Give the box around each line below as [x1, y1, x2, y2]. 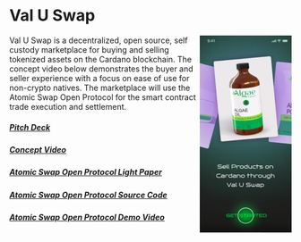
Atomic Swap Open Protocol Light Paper [9, 167, 163, 178]
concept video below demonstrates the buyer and [9, 63, 194, 74]
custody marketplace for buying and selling [9, 44, 170, 54]
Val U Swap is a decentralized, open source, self [9, 35, 188, 46]
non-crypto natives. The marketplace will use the [9, 82, 191, 93]
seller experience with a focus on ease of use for [9, 72, 190, 83]
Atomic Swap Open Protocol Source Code [9, 189, 168, 200]
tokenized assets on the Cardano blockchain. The [9, 54, 193, 64]
